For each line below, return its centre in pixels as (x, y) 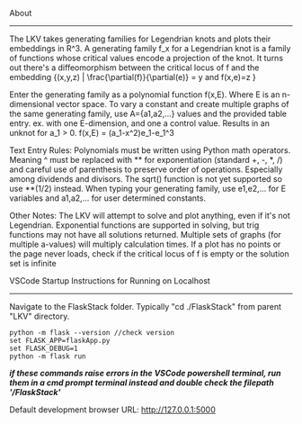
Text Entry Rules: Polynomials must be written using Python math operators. (150, 150)
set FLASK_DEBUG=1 (44, 348)
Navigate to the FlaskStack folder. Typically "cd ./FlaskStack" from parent (145, 307)
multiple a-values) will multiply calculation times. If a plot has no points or (145, 244)
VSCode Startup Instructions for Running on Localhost (110, 281)
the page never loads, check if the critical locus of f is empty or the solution (149, 254)
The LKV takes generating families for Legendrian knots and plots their (140, 39)
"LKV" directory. (40, 316)
